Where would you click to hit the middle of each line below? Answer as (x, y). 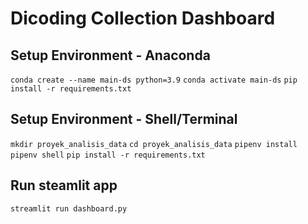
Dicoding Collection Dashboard (143, 18)
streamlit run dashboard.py (69, 208)
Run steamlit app (64, 185)
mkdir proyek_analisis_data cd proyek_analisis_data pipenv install (154, 144)
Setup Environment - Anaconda (110, 55)
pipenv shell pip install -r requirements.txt (108, 155)
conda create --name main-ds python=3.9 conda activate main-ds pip (154, 80)
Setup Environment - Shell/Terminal (124, 119)
